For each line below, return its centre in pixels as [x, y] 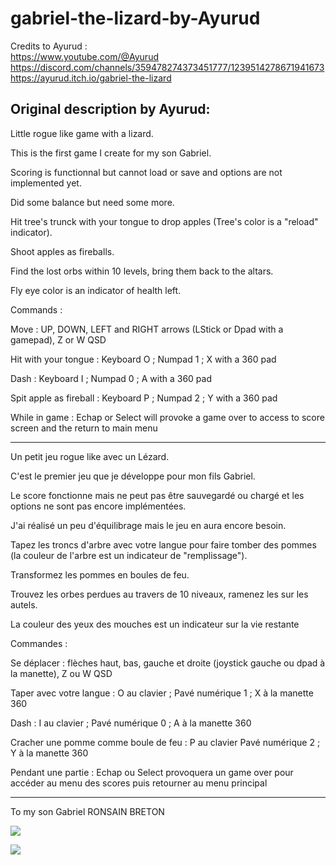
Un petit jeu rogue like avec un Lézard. [90, 456]
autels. [24, 604]
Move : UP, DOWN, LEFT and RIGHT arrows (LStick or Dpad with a [147, 329]
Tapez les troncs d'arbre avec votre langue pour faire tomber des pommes [163, 544]
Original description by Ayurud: [110, 109]
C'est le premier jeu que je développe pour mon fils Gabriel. [133, 476]
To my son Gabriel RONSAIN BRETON [87, 811]
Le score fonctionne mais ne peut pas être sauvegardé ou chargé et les [157, 495]
